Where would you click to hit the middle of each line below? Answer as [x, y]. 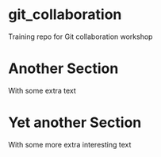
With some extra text [42, 90]
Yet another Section [75, 123]
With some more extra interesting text [70, 144]
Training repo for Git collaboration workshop [80, 36]
